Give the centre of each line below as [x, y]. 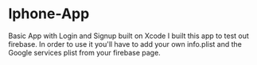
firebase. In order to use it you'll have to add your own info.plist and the [125, 44]
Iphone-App [49, 14]
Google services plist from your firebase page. [84, 52]
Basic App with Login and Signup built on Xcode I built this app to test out [128, 36]
